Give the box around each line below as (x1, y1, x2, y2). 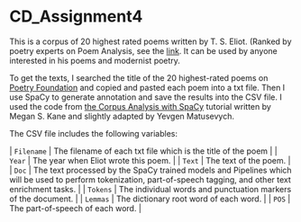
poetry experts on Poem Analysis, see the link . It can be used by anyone (9, 45, 278, 56)
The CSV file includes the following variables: (9, 128, 178, 138)
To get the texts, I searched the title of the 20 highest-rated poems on (9, 72, 269, 83)
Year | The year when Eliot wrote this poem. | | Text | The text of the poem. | (9, 155, 291, 165)
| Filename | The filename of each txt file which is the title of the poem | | (9, 146, 278, 156)
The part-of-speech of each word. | (9, 202, 142, 213)
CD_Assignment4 (9, 6, 143, 27)
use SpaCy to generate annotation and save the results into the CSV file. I (9, 92, 282, 102)
